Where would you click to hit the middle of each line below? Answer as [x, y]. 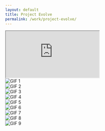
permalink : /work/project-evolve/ [41, 19]
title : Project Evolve [29, 14]
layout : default [22, 10]
